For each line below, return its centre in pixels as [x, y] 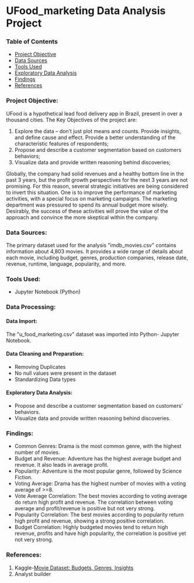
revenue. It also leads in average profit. [62, 465]
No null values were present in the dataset [65, 373]
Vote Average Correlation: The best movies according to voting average [101, 496]
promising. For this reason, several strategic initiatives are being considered [97, 186]
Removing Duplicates [40, 367]
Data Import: [22, 321]
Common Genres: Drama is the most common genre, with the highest [98, 446]
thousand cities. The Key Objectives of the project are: [72, 120]
